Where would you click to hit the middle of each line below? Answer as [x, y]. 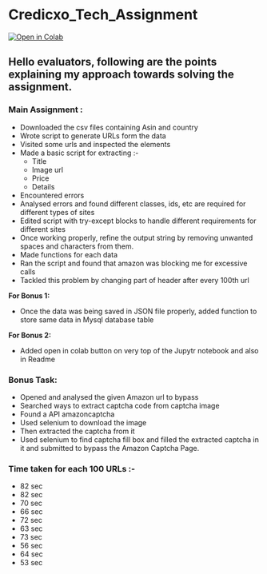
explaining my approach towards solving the [121, 75]
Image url [48, 169]
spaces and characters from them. [77, 246]
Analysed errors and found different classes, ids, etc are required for [133, 203]
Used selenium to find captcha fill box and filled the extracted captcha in [139, 439]
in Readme [38, 359]
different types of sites [57, 212]
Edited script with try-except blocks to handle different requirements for [138, 221]
